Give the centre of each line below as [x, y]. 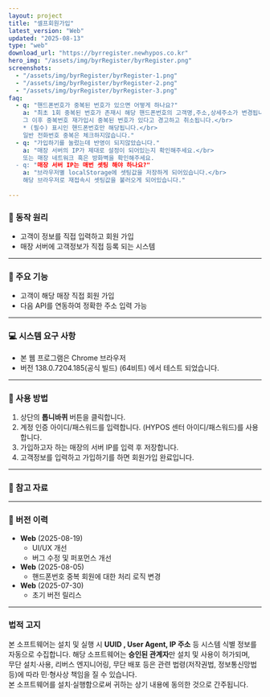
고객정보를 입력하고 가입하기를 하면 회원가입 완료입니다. [107, 457]
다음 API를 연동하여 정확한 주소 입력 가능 [83, 305]
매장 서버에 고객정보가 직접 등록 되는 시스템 [88, 247]
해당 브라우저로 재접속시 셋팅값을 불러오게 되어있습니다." [104, 180]
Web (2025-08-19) [51, 538]
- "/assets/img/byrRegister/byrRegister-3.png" [97, 90]
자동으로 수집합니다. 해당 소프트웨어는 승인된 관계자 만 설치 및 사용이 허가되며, [129, 654]
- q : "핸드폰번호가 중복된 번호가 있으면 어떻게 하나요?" [97, 105]
